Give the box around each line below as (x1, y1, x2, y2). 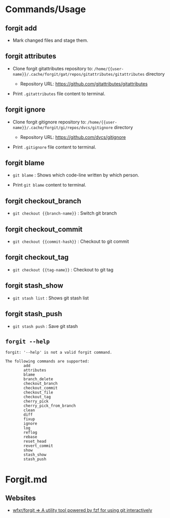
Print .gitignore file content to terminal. (12, 144, 96, 150)
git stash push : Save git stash (12, 323, 78, 329)
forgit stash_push (5, 310, 62, 318)
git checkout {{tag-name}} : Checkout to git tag (12, 266, 114, 272)
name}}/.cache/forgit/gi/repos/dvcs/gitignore (12, 125, 113, 130)
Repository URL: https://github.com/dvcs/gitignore (20, 134, 126, 140)
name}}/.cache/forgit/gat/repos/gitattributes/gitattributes (12, 72, 145, 77)
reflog (23, 430, 38, 435)
